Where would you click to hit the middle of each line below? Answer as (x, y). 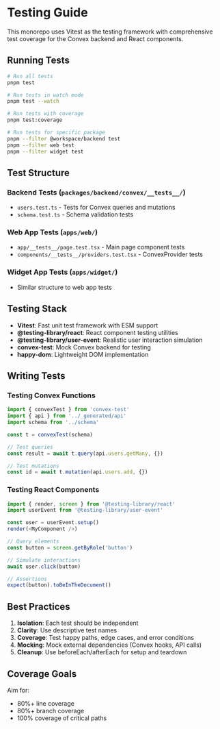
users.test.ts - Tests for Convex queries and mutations (96, 208)
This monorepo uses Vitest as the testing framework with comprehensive (110, 32)
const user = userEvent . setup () (53, 523)
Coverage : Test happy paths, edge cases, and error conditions (106, 638)
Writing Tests (37, 376)
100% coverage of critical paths (62, 718)
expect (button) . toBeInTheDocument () (59, 585)
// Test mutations (33, 466)
